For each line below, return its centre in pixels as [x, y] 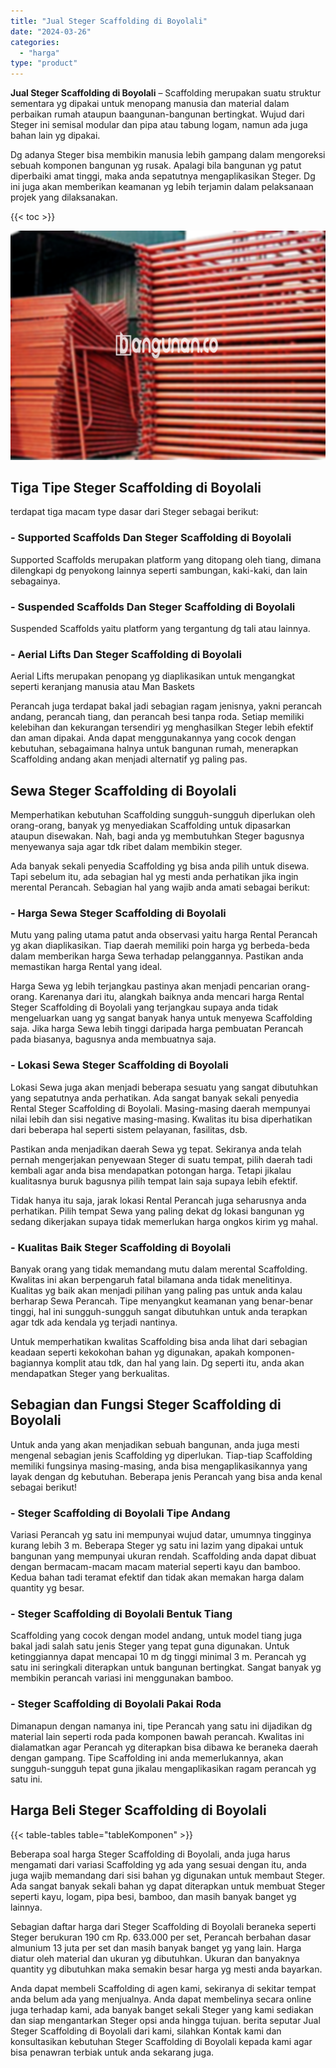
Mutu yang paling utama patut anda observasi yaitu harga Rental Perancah [164, 935]
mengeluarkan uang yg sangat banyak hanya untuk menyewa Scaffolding [161, 1018]
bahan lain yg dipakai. [55, 136]
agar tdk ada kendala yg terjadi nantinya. [94, 1322]
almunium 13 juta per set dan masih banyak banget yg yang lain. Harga [156, 1947]
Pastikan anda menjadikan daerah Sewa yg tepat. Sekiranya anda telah [156, 1149]
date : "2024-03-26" [51, 31]
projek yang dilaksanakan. [64, 197]
